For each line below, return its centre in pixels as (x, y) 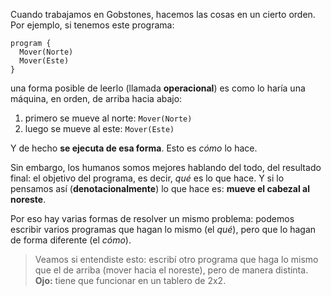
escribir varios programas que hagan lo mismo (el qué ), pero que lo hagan (163, 229)
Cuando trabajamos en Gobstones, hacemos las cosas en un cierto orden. (163, 14)
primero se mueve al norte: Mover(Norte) (108, 118)
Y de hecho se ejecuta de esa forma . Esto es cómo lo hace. (134, 148)
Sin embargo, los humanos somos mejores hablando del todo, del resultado (166, 167)
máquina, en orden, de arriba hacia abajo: (96, 98)
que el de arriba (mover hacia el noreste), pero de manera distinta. (171, 270)
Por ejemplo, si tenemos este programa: (92, 25)
